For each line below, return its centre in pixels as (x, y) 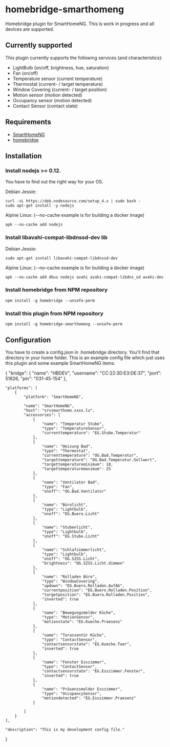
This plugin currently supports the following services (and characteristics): (84, 58)
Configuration (28, 340)
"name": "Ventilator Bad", (71, 482)
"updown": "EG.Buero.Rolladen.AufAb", (83, 586)
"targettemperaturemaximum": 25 (76, 469)
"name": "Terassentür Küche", (74, 635)
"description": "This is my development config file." (65, 730)
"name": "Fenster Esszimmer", (74, 662)
